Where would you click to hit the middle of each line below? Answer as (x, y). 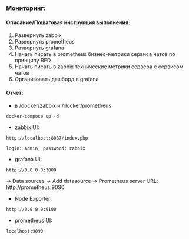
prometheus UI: (34, 220)
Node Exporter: (33, 199)
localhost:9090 (25, 231)
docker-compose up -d (33, 117)
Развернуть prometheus (44, 42)
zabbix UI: (27, 127)
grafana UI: (28, 160)
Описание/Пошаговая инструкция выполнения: (68, 22)
